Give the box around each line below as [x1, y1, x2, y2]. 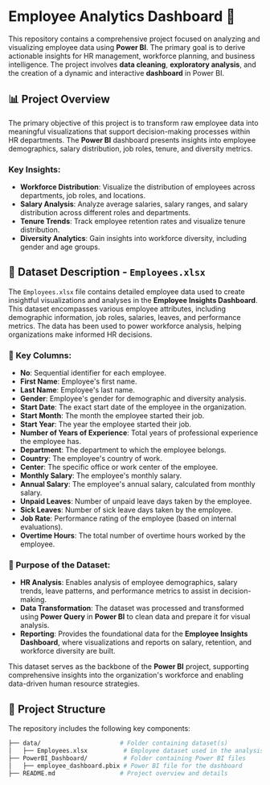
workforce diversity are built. [19, 646, 116, 656]
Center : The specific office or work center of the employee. [19, 463, 219, 472]
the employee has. [19, 437, 82, 446]
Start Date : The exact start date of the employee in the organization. [19, 402, 247, 412]
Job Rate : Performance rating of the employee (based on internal [19, 513, 237, 523]
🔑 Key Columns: [8, 350, 72, 361]
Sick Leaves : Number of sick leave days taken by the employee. [19, 505, 233, 515]
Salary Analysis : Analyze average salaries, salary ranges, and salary [19, 199, 248, 209]
